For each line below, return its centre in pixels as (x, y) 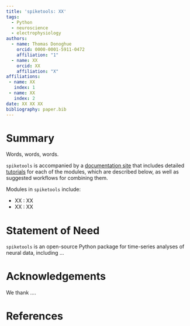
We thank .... (21, 293)
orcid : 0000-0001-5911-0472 (51, 50)
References (34, 316)
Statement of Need (53, 230)
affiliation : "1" (38, 55)
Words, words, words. (32, 154)
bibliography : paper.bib (36, 109)
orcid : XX (29, 66)
